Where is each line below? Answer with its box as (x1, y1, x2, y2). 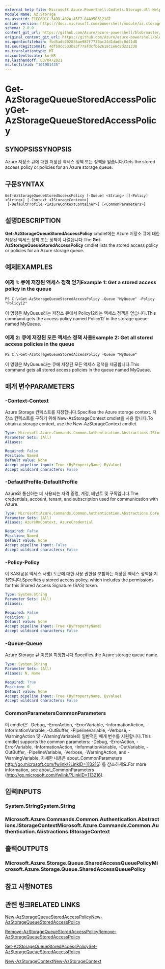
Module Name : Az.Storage (5, 12, 56, 17)
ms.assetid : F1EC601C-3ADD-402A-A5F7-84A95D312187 (5, 16, 111, 21)
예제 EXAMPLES (5, 263, 53, 271)
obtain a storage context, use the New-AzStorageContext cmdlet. (5, 421, 137, 427)
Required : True (5, 679, 36, 685)
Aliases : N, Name (5, 671, 41, 676)
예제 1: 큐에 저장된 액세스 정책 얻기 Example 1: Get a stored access (5, 279, 157, 286)
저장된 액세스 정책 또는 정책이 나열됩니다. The (5, 236, 92, 242)
